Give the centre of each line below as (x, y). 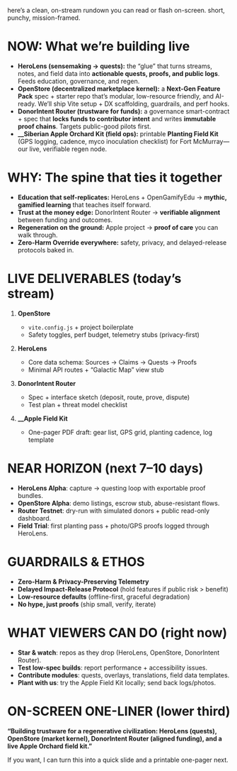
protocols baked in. (46, 250)
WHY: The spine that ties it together (115, 178)
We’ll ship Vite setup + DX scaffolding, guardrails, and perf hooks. (134, 104)
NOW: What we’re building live (99, 46)
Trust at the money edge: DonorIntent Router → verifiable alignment (119, 212)
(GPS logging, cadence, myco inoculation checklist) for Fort (105, 141)
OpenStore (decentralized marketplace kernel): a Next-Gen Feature (119, 89)
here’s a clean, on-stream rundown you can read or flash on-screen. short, (116, 10)
